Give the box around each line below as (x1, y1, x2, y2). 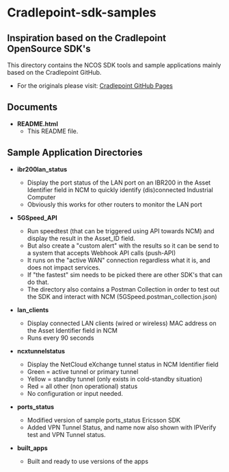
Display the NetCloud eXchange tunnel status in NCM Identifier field (27, 360, 219, 368)
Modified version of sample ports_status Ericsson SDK (27, 416, 181, 424)
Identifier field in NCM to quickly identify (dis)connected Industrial (27, 185, 213, 193)
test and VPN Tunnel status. (27, 430, 106, 438)
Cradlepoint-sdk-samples (7, 5, 157, 21)
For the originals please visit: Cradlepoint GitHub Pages (16, 82, 173, 90)
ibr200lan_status (16, 165, 67, 173)
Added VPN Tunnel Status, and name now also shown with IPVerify (27, 423, 217, 432)
